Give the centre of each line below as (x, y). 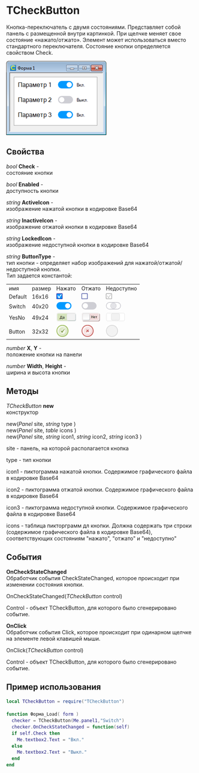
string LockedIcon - (31, 238)
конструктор (22, 412)
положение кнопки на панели (44, 354)
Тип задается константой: (39, 275)
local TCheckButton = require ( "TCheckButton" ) (65, 702)
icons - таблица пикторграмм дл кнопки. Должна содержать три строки (99, 526)
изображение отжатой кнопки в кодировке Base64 (72, 226)
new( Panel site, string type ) (41, 423)
